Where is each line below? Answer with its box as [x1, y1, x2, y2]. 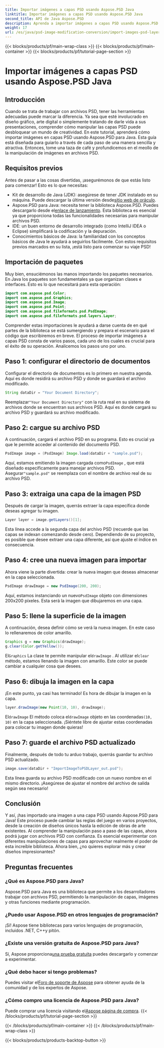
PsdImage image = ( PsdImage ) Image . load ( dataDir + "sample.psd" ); [5, 451, 143, 456]
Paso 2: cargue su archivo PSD [5, 424, 100, 432]
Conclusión [5, 799, 41, 807]
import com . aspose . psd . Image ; [5, 300, 67, 305]
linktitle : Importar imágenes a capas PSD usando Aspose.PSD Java [5, 12, 143, 17]
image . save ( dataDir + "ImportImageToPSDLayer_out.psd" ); [5, 766, 123, 771]
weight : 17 [5, 25, 27, 30]
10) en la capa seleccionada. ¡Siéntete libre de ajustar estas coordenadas [5, 719, 153, 725]
